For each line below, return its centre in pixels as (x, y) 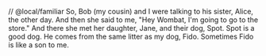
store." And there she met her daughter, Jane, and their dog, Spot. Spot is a (131, 28)
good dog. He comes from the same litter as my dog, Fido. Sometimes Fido (131, 36)
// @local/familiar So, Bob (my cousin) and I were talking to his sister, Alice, (131, 11)
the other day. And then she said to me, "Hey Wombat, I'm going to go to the (133, 20)
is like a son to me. (39, 45)
